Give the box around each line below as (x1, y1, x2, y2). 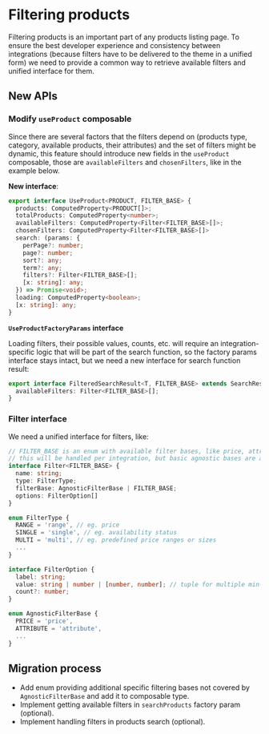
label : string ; (15, 573, 66, 581)
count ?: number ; (15, 587, 70, 596)
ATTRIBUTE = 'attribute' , (15, 624, 102, 632)
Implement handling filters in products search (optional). (19, 717, 206, 727)
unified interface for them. (8, 66, 94, 75)
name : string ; (15, 470, 62, 478)
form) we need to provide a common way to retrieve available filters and (8, 58, 247, 67)
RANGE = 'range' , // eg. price (15, 521, 120, 530)
